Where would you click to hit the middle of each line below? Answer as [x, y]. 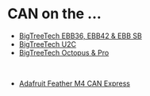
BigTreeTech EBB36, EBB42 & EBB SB [80, 36]
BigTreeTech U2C [48, 44]
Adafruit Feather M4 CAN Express [74, 83]
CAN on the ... [55, 14]
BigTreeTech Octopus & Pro [64, 52]
